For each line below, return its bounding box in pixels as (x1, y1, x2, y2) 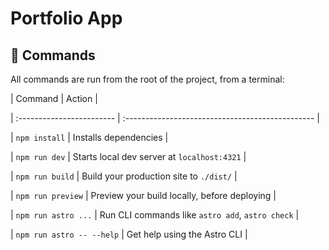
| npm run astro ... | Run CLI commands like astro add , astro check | (10, 209, 300, 221)
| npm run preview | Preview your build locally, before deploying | (10, 190, 277, 201)
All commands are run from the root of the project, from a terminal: (10, 73, 285, 85)
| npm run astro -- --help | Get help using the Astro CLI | (10, 228, 248, 240)
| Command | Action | (10, 93, 98, 104)
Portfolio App (10, 7, 123, 30)
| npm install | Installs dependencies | (10, 132, 169, 143)
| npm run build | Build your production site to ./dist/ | (10, 170, 238, 182)
